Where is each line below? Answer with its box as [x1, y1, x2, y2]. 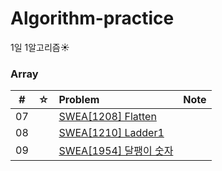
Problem [58, 93, 100, 107]
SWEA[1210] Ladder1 [58, 126, 165, 140]
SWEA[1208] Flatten [58, 110, 157, 124]
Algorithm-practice [10, 7, 175, 30]
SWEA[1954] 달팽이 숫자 [58, 144, 174, 158]
